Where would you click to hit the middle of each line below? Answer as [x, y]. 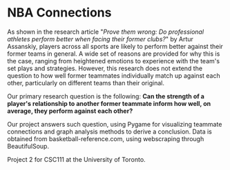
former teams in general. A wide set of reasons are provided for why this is [114, 54]
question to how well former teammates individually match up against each [114, 75]
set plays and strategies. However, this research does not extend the [105, 68]
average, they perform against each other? [70, 111]
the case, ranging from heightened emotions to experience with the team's [113, 61]
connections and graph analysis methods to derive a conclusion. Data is [109, 131]
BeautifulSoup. [28, 146]
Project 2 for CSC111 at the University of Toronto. [77, 159]
